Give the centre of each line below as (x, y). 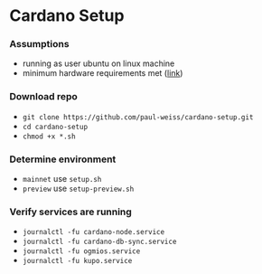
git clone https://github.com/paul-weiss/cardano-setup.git (138, 117)
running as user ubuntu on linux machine (98, 63)
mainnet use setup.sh (62, 179)
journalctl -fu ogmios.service (81, 251)
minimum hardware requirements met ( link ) (103, 73)
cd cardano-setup (55, 127)
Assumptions (39, 44)
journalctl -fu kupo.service (77, 261)
